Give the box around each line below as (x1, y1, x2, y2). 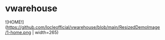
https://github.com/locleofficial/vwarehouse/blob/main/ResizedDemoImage (6, 24, 160, 30)
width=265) (35, 29, 59, 35)
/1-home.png (5, 29, 31, 35)
